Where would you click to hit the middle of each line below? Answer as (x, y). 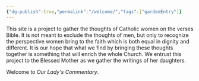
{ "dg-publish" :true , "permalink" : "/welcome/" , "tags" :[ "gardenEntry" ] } (94, 12)
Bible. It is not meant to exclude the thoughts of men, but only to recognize (97, 35)
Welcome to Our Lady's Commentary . (53, 71)
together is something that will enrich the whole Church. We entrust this (94, 54)
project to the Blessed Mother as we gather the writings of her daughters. (96, 60)
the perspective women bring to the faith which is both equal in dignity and (98, 41)
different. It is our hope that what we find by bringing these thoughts (90, 48)
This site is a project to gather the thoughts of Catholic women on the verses (100, 29)
